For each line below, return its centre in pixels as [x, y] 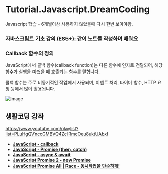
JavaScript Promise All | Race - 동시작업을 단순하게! [66, 166]
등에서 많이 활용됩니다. [33, 89]
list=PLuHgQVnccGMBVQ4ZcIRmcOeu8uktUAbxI [57, 134]
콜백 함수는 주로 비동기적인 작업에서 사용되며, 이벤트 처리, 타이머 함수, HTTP [81, 83]
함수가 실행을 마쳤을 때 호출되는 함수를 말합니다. [53, 72]
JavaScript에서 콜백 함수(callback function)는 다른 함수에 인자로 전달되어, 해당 [84, 65]
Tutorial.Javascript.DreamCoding [77, 9]
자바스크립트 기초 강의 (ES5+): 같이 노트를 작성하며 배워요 [72, 38]
